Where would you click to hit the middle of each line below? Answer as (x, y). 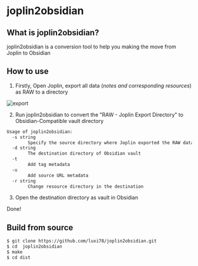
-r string (24, 181)
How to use (28, 72)
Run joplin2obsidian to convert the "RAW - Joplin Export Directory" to (99, 114)
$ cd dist (19, 257)
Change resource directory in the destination (86, 187)
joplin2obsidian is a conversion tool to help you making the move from (91, 46)
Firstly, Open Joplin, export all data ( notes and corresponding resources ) (103, 85)
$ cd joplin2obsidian (34, 247)
